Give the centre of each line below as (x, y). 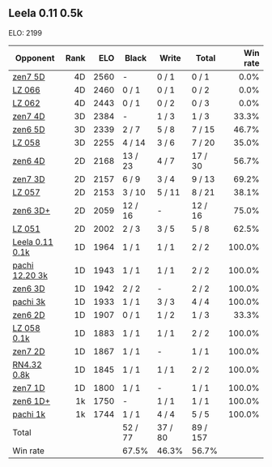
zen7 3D (29, 179)
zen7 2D (29, 351)
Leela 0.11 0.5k (46, 13)
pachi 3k (29, 302)
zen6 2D (29, 315)
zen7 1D (29, 388)
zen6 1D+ (32, 401)
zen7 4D (29, 116)
